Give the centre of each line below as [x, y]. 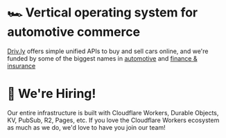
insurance [21, 66]
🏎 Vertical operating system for [103, 13]
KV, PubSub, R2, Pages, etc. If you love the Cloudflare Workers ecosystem [113, 120]
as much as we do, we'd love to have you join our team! [87, 127]
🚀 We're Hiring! [52, 94]
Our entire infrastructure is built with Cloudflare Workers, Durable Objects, [113, 112]
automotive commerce [74, 32]
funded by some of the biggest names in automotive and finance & [102, 58]
